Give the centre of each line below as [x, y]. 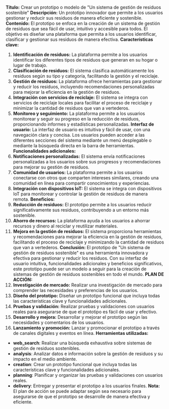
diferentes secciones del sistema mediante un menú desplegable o [82, 140]
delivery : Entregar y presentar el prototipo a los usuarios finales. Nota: [86, 386]
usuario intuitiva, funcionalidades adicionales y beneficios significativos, [88, 264]
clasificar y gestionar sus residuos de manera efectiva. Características [79, 39]
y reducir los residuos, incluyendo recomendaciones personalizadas [84, 87]
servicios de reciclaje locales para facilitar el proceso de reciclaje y [82, 103]
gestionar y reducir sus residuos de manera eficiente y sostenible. [74, 18]
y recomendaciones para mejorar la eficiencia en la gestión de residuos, [88, 237]
